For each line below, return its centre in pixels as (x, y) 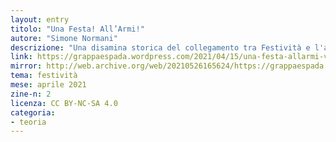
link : (21, 57)
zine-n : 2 (31, 94)
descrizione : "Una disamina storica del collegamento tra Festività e (160, 47)
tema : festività (44, 76)
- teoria (28, 122)
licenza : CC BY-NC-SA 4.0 (64, 103)
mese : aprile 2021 (48, 85)
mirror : (26, 66)
